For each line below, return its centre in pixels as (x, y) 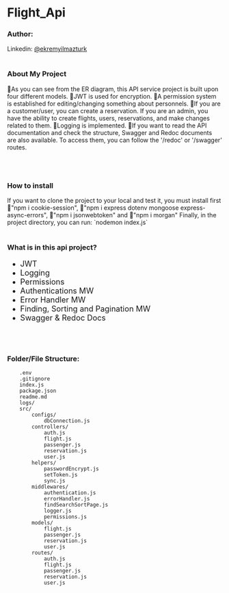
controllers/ (50, 427)
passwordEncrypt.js (71, 469)
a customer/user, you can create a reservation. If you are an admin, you (108, 110)
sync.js (55, 481)
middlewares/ (50, 487)
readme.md (33, 397)
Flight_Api (37, 13)
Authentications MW (57, 291)
